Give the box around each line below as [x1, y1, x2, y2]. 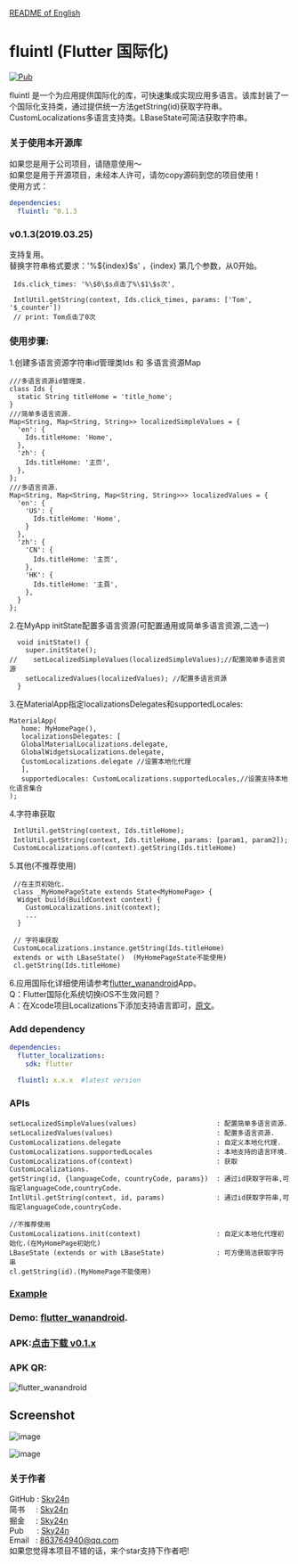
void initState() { [17, 637, 90, 647]
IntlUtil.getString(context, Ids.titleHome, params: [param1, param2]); [12, 835, 289, 845]
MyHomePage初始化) [36, 1239, 101, 1248]
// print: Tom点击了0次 [12, 313, 96, 322]
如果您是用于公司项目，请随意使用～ [9, 159, 142, 169]
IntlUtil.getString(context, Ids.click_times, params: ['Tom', [12, 296, 253, 305]
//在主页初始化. [12, 880, 65, 888]
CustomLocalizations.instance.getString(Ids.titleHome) [12, 944, 225, 953]
